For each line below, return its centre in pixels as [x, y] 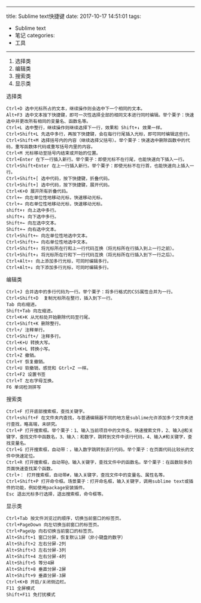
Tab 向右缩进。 [23, 304]
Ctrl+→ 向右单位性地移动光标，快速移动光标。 [56, 204]
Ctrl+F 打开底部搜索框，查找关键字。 [47, 412]
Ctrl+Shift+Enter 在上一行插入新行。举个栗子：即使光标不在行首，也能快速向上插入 [98, 166]
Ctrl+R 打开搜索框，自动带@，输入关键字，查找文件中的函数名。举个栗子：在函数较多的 [99, 462]
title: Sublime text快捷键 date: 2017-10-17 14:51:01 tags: [74, 16]
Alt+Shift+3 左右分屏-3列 [36, 550]
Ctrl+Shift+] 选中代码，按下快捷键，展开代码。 [59, 185]
